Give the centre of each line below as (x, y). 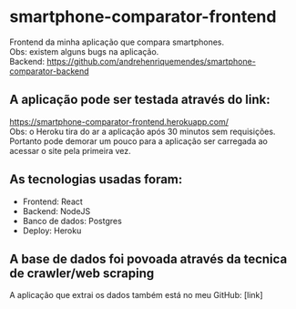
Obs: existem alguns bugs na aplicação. (84, 51)
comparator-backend (49, 71)
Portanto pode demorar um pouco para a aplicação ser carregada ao (139, 141)
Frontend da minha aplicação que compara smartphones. (117, 42)
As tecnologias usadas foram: (96, 180)
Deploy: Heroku (52, 231)
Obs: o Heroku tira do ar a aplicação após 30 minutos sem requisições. (143, 131)
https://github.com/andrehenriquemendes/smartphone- (152, 61)
